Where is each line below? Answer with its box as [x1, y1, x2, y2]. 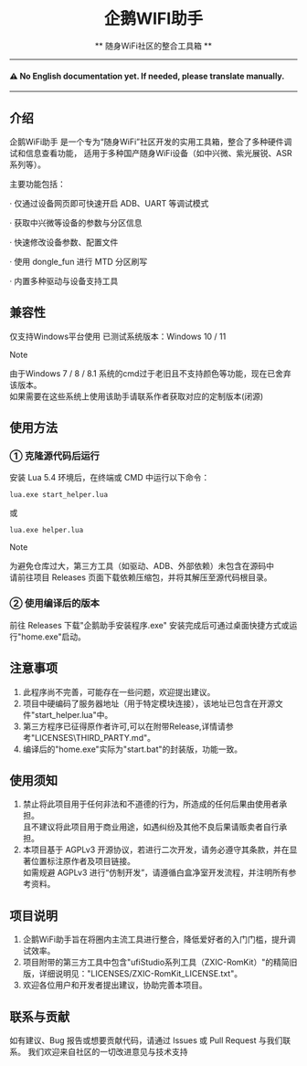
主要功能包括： [9, 178, 66, 189]
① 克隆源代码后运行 [9, 449, 101, 462]
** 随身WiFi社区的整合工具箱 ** [94, 40, 213, 51]
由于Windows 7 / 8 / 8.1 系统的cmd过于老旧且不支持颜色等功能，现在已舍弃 [9, 367, 292, 379]
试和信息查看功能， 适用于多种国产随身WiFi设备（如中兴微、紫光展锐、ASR [9, 147, 292, 158]
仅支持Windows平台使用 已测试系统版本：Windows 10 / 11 [9, 331, 227, 342]
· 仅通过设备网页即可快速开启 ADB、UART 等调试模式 [9, 197, 209, 208]
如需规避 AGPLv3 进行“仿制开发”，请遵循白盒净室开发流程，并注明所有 [22, 867, 290, 878]
